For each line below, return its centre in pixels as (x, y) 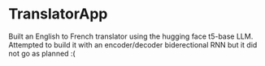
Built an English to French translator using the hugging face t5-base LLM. (131, 36)
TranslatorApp (58, 14)
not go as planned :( (42, 53)
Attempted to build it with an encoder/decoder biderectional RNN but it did (133, 44)
